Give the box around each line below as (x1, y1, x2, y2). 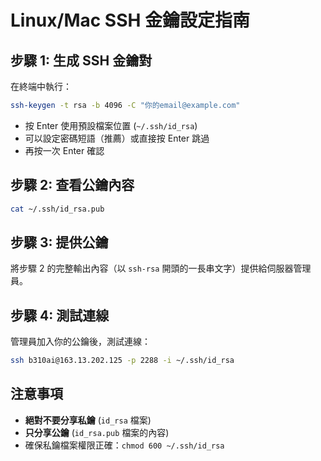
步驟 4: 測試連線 (10, 307, 110, 324)
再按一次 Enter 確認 (24, 144, 105, 156)
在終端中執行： (10, 81, 72, 92)
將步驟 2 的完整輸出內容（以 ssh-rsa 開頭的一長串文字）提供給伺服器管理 (10, 262, 312, 275)
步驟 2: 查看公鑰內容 (10, 177, 135, 194)
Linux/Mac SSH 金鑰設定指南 (10, 9, 251, 32)
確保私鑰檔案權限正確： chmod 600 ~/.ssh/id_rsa (24, 439, 225, 451)
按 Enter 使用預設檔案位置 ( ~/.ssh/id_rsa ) (24, 119, 198, 131)
